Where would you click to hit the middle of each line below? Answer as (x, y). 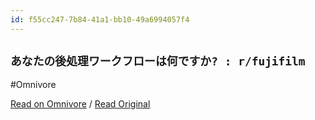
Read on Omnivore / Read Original (80, 104)
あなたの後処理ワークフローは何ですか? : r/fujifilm (158, 61)
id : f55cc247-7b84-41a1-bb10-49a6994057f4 (100, 19)
